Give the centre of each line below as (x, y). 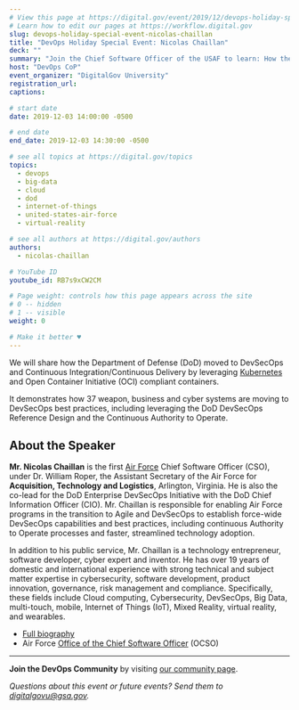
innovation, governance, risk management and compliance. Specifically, (141, 588)
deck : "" (25, 51)
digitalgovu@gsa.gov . (49, 696)
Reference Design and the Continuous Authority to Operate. (119, 417)
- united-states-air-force (67, 215)
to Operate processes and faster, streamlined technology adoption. (132, 533)
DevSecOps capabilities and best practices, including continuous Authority (146, 524)
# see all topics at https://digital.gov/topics (101, 157)
